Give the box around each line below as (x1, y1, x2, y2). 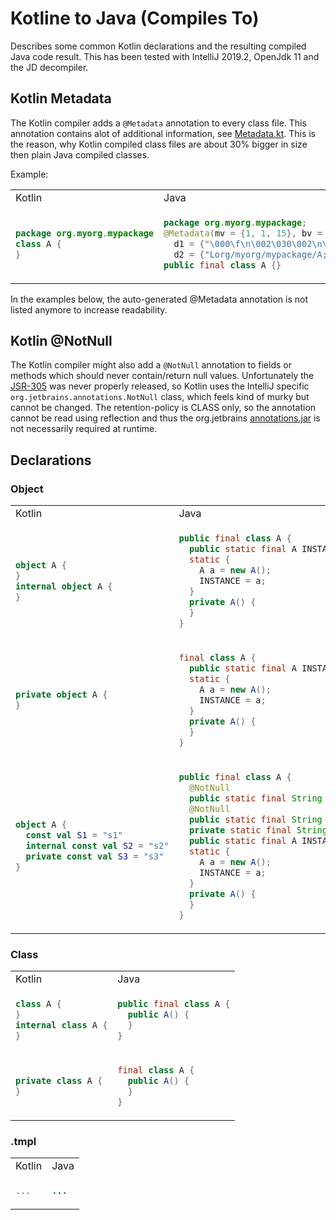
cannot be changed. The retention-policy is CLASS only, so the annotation (10, 402, 317, 414)
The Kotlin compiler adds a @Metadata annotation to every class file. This (10, 117, 307, 129)
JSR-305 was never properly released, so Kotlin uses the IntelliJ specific (10, 380, 310, 392)
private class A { (15, 1075, 103, 1086)
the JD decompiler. (10, 61, 89, 73)
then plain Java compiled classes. (10, 148, 150, 161)
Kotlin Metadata (10, 90, 112, 107)
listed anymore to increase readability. (10, 303, 168, 316)
